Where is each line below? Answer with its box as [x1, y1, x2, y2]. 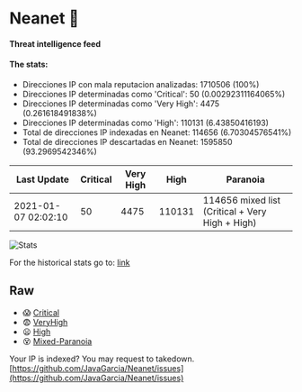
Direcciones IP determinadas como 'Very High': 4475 [22, 98, 220, 109]
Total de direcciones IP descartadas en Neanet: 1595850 [22, 136, 233, 147]
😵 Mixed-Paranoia [22, 335, 93, 346]
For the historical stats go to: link [9, 257, 130, 268]
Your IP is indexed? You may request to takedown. [9, 353, 195, 364]
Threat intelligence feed [9, 38, 102, 49]
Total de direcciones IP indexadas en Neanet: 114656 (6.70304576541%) [22, 126, 292, 138]
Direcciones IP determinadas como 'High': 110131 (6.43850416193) [22, 117, 270, 128]
